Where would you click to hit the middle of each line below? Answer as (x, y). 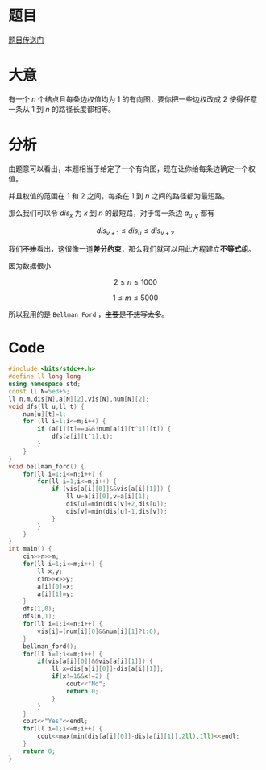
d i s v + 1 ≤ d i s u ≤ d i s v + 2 (135, 231)
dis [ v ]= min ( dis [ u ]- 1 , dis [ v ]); (116, 511)
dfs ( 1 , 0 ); (39, 609)
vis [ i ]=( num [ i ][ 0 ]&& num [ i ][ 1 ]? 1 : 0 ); (99, 631)
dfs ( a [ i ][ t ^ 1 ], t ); (82, 437)
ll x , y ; (50, 571)
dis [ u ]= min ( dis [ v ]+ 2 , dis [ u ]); (116, 504)
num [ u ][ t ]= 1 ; (45, 414)
